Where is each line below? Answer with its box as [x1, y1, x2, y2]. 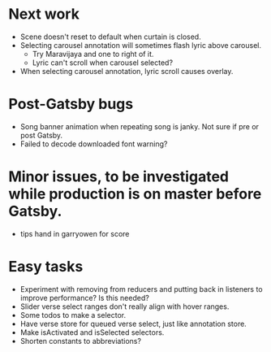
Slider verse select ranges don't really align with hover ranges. [19, 302, 230, 311]
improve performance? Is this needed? [19, 293, 150, 302]
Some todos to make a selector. [19, 310, 127, 319]
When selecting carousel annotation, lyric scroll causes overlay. [19, 66, 234, 76]
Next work [8, 5, 80, 24]
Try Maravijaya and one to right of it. [32, 49, 154, 59]
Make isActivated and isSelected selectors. [19, 327, 165, 337]
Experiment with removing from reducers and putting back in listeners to [19, 284, 263, 293]
